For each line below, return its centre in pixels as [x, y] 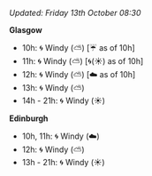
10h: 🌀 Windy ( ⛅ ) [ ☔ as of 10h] [78, 48]
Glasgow [26, 30]
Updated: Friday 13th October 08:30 [75, 13]
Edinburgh [29, 118]
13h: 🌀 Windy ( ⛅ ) [53, 88]
